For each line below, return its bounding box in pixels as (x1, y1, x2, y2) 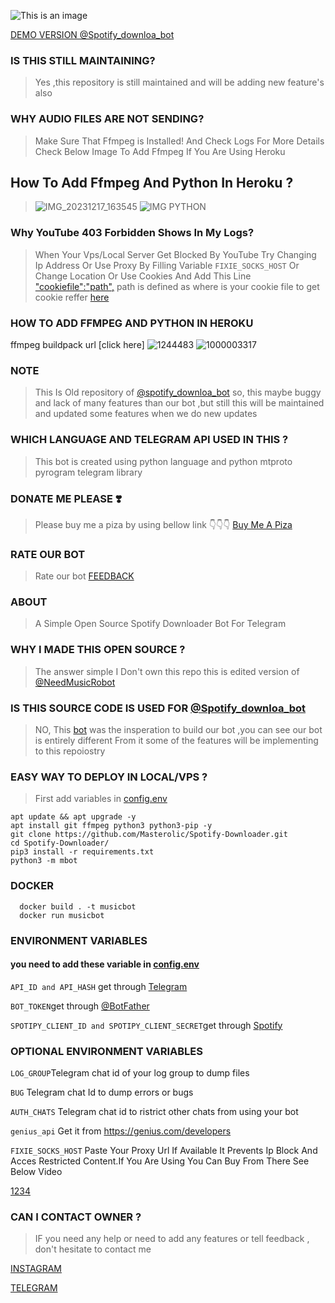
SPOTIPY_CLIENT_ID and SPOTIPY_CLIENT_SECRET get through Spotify (10, 1019, 283, 1031)
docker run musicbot (19, 910, 105, 920)
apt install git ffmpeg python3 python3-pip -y (10, 821, 213, 831)
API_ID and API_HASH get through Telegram (10, 980, 188, 992)
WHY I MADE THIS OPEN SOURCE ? (10, 643, 186, 657)
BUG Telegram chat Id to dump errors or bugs (10, 1086, 194, 1099)
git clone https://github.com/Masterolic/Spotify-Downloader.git (10, 830, 288, 840)
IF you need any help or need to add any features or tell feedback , (34, 1233, 310, 1245)
